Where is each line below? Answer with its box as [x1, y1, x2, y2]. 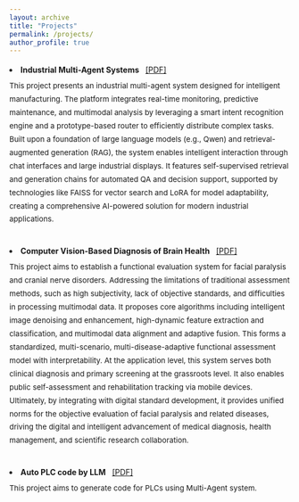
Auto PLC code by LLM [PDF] [21, 467, 134, 478]
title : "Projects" [9, 21, 78, 30]
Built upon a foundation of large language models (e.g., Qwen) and [9, 134, 243, 144]
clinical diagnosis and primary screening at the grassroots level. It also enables [9, 368, 285, 379]
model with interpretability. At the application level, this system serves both [9, 355, 272, 366]
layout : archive [9, 12, 70, 22]
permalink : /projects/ [9, 29, 94, 38]
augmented [9, 147, 49, 157]
